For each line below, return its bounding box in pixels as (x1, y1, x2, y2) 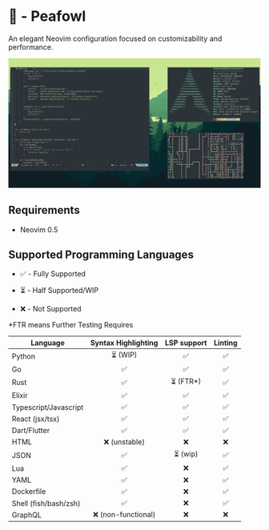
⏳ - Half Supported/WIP (19, 286, 99, 295)
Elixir (11, 391, 28, 400)
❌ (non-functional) (92, 510, 156, 520)
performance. (8, 42, 54, 51)
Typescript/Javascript (11, 402, 84, 412)
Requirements (8, 203, 80, 217)
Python (11, 351, 36, 361)
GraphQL (11, 510, 42, 520)
